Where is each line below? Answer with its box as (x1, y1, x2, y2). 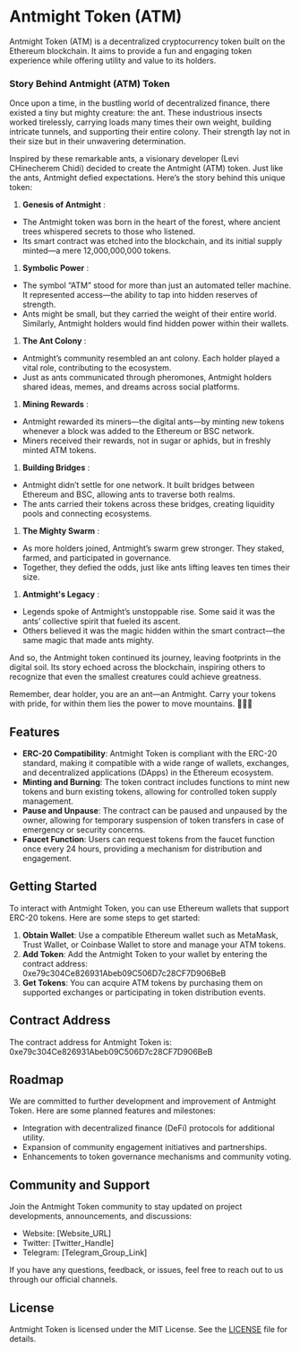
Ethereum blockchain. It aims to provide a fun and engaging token (9, 45, 253, 56)
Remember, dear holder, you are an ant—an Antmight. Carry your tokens (9, 689, 276, 700)
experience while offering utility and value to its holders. (9, 55, 217, 65)
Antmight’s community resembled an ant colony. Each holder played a (21, 353, 280, 364)
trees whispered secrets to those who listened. (21, 226, 195, 237)
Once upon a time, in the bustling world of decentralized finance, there (9, 98, 270, 109)
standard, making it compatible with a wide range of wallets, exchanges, (21, 758, 289, 769)
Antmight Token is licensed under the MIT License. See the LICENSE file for (9, 1324, 288, 1335)
